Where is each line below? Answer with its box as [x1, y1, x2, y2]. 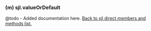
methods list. [5, 20, 32, 26]
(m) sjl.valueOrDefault [5, 4, 61, 11]
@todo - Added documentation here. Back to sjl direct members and [5, 15, 146, 21]
